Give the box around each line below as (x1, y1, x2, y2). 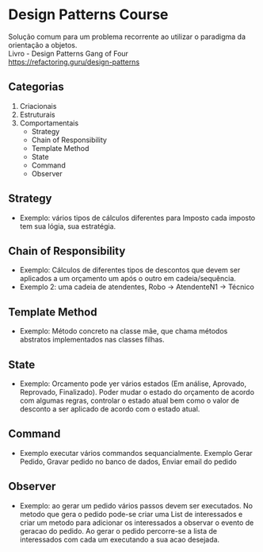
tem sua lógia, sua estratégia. (19, 221, 116, 231)
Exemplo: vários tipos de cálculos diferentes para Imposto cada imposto (19, 213, 256, 222)
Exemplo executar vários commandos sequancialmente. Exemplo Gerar (19, 448, 253, 457)
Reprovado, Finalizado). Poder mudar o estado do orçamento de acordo (19, 388, 255, 396)
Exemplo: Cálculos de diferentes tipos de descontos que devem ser (19, 265, 241, 275)
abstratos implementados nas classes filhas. (19, 335, 165, 345)
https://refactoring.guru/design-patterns (8, 57, 140, 67)
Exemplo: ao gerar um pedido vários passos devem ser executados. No (19, 500, 253, 510)
